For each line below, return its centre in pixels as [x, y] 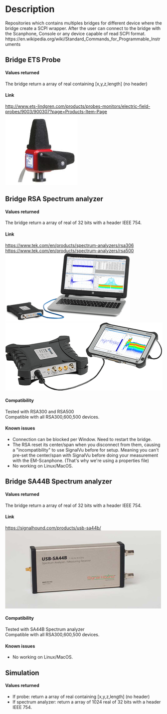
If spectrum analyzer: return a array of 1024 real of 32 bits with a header [86, 702]
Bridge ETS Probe [33, 60]
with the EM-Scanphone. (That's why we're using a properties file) [81, 461]
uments [13, 44]
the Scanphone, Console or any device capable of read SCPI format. [76, 33]
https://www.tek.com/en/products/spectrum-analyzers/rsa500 [70, 250]
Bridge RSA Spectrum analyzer [54, 199]
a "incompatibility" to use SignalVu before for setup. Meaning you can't [85, 450]
